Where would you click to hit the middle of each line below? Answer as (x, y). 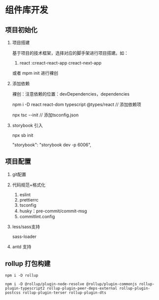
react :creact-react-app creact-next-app (60, 63)
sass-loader (24, 236)
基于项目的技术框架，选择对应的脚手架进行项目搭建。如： (70, 53)
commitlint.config (37, 216)
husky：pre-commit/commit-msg (53, 211)
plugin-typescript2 (25, 288)
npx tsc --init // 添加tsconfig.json (45, 115)
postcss (13, 293)
